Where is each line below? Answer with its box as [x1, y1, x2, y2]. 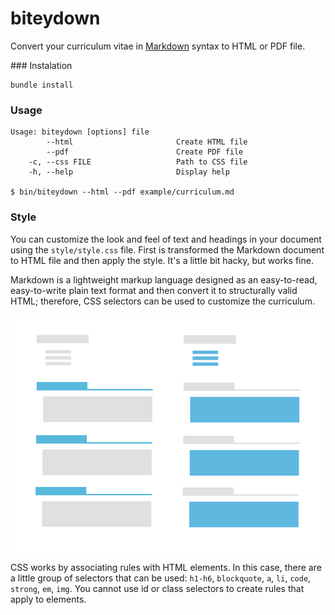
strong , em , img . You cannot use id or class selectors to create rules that [10, 582, 305, 594]
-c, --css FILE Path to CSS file [28, 157, 248, 167]
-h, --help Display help [28, 167, 230, 177]
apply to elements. [10, 593, 87, 605]
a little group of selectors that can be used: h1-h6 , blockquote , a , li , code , [10, 572, 312, 584]
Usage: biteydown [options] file [10, 127, 150, 137]
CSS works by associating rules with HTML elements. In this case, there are [10, 561, 322, 573]
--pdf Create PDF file [46, 147, 244, 157]
